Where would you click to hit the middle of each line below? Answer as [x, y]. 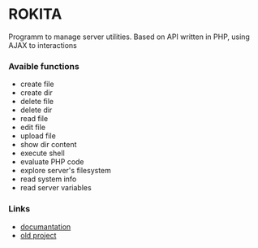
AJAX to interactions [43, 45]
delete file [37, 102]
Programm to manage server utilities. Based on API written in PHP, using [129, 37]
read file [34, 119]
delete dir [36, 110]
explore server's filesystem [66, 171]
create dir [36, 93]
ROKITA [35, 14]
